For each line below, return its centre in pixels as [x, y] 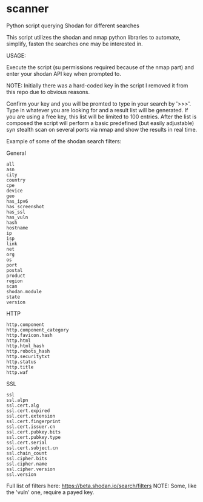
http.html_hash [25, 346]
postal [15, 270]
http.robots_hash [28, 351]
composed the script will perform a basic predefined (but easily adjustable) [100, 123]
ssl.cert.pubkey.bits [34, 432]
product [16, 276]
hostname [17, 228]
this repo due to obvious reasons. [48, 92]
